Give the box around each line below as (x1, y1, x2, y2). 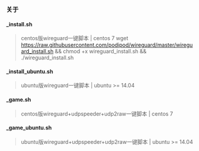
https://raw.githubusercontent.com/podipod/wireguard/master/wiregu (20, 41, 193, 49)
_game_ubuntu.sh (6, 124, 52, 131)
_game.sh (6, 96, 31, 103)
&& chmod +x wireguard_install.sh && (54, 48, 147, 55)
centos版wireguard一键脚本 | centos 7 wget (20, 35, 128, 42)
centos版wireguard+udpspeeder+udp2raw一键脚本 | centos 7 (20, 110, 173, 117)
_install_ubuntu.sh (6, 68, 54, 75)
